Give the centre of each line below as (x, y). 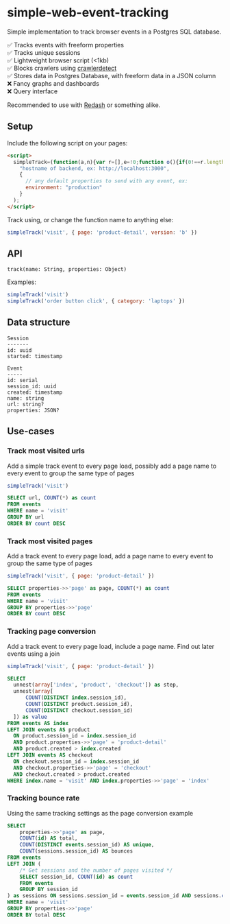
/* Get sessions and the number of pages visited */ (96, 870)
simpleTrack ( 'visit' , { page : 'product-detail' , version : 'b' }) (102, 232)
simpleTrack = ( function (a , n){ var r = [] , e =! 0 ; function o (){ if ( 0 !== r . (110, 162)
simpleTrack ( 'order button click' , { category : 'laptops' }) (96, 301)
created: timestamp (35, 392)
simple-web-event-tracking (88, 13)
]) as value (30, 717)
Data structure (39, 323)
